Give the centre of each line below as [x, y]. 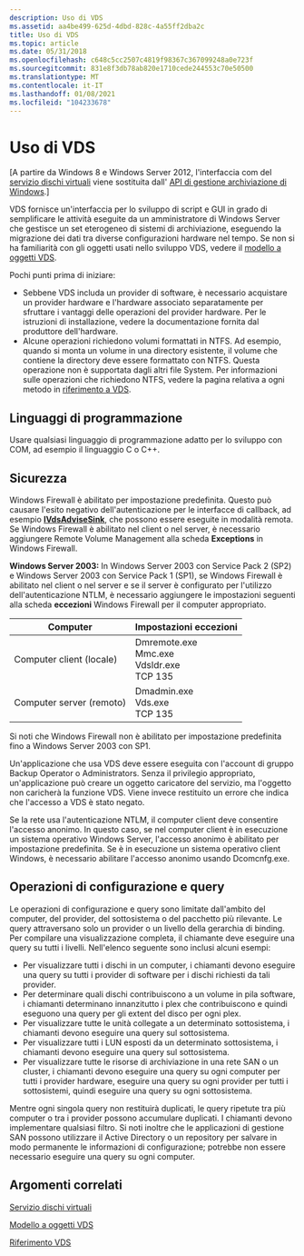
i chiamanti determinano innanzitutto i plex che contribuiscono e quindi [155, 1003]
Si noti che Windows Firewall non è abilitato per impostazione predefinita [146, 736]
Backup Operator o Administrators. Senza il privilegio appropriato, [132, 773]
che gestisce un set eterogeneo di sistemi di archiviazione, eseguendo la [146, 229]
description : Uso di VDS [56, 18]
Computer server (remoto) [70, 703]
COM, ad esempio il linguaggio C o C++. [85, 450]
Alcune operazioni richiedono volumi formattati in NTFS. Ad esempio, [152, 341]
